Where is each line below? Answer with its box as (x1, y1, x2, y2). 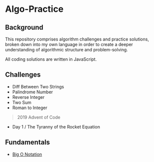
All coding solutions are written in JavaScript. (5, 56, 97, 62)
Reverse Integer (12, 94, 45, 100)
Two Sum (12, 99, 32, 105)
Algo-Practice (5, 3, 64, 15)
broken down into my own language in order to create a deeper (5, 41, 133, 47)
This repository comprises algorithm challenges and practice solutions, (5, 36, 149, 42)
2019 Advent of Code (17, 114, 61, 120)
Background (5, 23, 43, 32)
